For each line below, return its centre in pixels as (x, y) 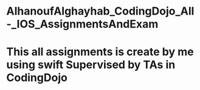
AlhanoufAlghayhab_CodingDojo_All (100, 11)
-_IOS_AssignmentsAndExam (82, 24)
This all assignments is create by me (100, 52)
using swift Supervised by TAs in (91, 65)
